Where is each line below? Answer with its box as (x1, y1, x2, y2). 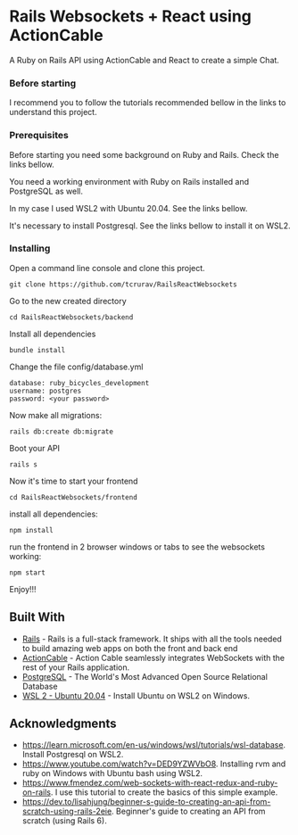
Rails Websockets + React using (9, 6, 252, 27)
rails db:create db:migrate (9, 426, 114, 436)
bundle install (9, 345, 66, 354)
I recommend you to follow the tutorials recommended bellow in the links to (9, 97, 286, 108)
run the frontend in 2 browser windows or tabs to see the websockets (9, 542, 266, 552)
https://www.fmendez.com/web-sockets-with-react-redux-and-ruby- (21, 778, 278, 789)
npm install (9, 525, 54, 534)
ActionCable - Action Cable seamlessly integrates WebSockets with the (21, 652, 286, 663)
